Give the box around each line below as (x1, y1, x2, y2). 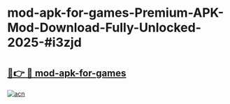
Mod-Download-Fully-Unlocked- (7, 20, 201, 36)
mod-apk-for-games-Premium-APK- (7, 5, 224, 21)
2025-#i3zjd (7, 35, 82, 50)
